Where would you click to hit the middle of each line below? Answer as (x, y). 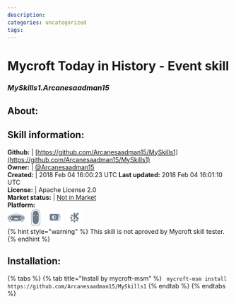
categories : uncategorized (47, 22)
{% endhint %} (29, 239)
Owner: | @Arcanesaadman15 (51, 167)
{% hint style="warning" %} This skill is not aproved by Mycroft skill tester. (116, 231)
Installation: (34, 261)
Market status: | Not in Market (52, 197)
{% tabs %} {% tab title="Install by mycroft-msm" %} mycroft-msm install (117, 278)
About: (23, 111)
